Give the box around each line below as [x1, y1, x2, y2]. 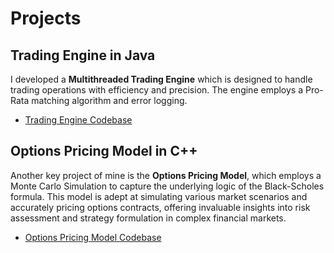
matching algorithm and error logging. [31, 95, 188, 106]
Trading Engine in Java [10, 47, 156, 64]
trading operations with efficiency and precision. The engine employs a [10, 84, 304, 96]
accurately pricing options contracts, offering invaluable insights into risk [10, 201, 311, 213]
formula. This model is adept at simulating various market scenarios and [10, 190, 308, 202]
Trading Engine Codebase [24, 114, 133, 126]
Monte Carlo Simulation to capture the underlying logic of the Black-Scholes [10, 180, 325, 192]
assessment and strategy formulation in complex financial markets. [10, 212, 287, 224]
